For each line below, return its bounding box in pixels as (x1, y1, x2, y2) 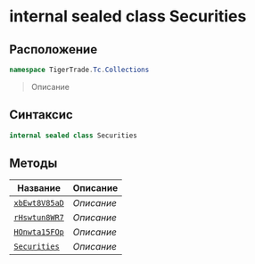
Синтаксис (9, 107, 73, 122)
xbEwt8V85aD (13, 198, 65, 209)
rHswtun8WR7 (13, 212, 65, 223)
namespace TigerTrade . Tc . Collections (9, 65, 150, 74)
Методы (9, 155, 58, 170)
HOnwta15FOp (13, 227, 65, 237)
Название (17, 182, 61, 194)
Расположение (9, 42, 98, 57)
